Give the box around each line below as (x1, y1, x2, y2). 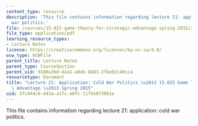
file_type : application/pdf (6, 31, 75, 37)
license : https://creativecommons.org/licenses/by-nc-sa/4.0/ (6, 47, 162, 53)
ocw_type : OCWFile (6, 52, 51, 58)
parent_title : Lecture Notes (6, 58, 78, 64)
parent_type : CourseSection (6, 63, 75, 69)
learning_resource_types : (6, 36, 70, 42)
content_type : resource (6, 8, 65, 15)
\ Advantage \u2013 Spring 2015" (11, 85, 94, 91)
